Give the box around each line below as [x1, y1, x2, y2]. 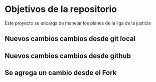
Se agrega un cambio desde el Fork [5, 68, 117, 77]
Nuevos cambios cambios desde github [5, 51, 131, 60]
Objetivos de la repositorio [5, 3, 117, 15]
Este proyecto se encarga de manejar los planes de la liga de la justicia [5, 20, 151, 26]
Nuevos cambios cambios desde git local [5, 34, 136, 43]
